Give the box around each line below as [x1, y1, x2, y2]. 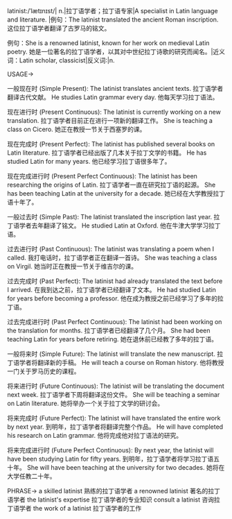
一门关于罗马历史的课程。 [7, 367, 80, 375]
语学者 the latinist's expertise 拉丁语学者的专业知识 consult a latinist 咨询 [7, 495, 215, 504]
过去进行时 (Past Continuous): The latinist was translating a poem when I [7, 245, 215, 253]
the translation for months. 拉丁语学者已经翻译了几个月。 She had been [7, 326, 211, 334]
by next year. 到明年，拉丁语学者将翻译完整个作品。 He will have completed [7, 423, 224, 431]
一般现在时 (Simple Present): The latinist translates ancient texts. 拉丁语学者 [7, 85, 224, 92]
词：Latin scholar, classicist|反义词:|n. [7, 56, 116, 65]
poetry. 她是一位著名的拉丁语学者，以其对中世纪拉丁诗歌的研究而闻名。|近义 [7, 48, 226, 56]
